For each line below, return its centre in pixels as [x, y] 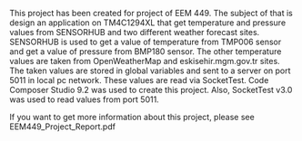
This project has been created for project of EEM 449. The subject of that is [151, 13]
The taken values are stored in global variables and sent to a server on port [150, 70]
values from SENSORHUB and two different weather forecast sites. [135, 32]
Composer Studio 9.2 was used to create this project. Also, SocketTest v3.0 [151, 90]
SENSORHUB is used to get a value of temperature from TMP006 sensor [146, 42]
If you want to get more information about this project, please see [132, 117]
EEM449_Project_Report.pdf [63, 127]
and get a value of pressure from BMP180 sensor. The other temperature [146, 52]
